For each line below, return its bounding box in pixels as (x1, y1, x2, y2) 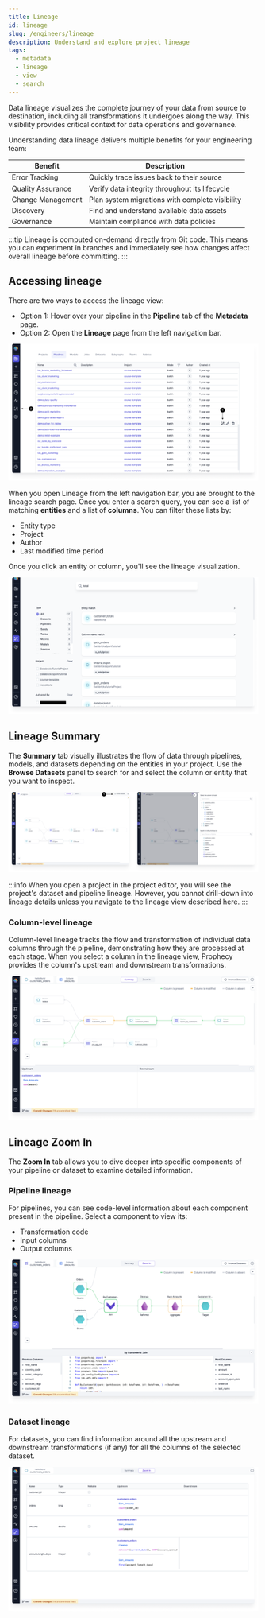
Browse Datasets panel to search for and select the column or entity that (8, 767, 248, 777)
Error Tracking (11, 173, 59, 182)
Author (19, 537, 43, 547)
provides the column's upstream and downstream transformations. (8, 960, 227, 969)
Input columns (19, 1235, 67, 1244)
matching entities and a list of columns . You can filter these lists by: (8, 505, 232, 514)
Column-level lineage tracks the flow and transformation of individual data (8, 934, 252, 944)
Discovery (11, 206, 45, 215)
